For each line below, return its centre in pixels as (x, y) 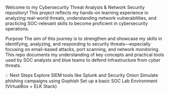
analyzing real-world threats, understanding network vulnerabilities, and (81, 18)
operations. (17, 29)
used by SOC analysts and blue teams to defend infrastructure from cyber (83, 60)
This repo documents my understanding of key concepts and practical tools (85, 55)
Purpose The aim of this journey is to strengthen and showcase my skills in (84, 38)
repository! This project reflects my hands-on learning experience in (77, 13)
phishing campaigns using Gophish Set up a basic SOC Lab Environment (81, 81)
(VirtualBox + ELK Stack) (31, 86)
